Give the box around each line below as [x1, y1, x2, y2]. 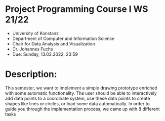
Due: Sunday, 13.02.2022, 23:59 [12, 51, 78, 57]
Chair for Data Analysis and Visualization [12, 40, 95, 46]
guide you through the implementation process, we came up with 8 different [5, 106, 160, 112]
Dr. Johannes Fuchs [12, 46, 53, 52]
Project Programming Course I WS [5, 3, 148, 15]
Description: [5, 69, 57, 80]
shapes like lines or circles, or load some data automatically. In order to [5, 100, 150, 107]
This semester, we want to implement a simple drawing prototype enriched [5, 85, 158, 91]
